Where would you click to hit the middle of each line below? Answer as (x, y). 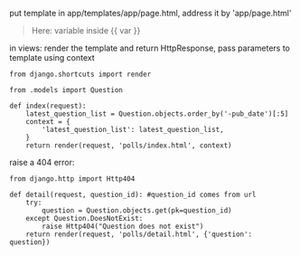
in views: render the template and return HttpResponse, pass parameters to (150, 48)
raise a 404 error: (42, 162)
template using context (52, 57)
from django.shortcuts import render (80, 74)
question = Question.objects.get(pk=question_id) (137, 211)
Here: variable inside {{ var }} (86, 30)
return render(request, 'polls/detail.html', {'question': (139, 234)
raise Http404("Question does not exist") (123, 226)
